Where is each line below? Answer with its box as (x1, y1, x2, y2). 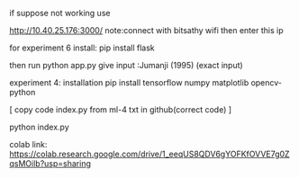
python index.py (9, 121, 69, 132)
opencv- (250, 77, 282, 88)
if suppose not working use (9, 8, 111, 18)
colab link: (9, 139, 48, 149)
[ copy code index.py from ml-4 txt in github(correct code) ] (9, 104, 232, 115)
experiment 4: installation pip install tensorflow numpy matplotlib (9, 77, 249, 88)
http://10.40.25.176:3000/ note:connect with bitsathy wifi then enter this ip (9, 25, 284, 35)
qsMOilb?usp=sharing (9, 158, 92, 169)
